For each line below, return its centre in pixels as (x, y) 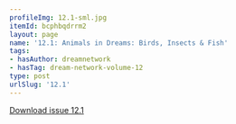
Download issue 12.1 (47, 110)
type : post (30, 76)
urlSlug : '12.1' (40, 84)
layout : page (34, 34)
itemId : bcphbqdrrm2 (48, 26)
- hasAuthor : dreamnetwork (60, 59)
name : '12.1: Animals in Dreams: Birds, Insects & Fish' (119, 43)
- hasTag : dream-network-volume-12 (76, 68)
